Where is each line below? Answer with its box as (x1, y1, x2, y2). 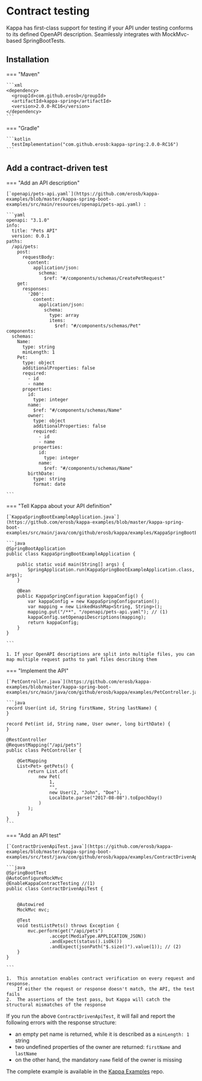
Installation (6, 54, 49, 65)
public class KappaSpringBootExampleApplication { (6, 551, 136, 557)
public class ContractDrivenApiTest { (6, 886, 103, 892)
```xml (6, 82, 23, 88)
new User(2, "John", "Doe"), (49, 789, 122, 796)
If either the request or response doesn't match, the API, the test (17, 986, 195, 992)
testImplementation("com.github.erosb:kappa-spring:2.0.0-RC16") (11, 141, 179, 147)
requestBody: (22, 254, 55, 260)
